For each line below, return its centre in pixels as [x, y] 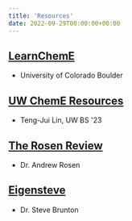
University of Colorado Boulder [71, 75]
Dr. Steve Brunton [49, 210]
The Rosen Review [56, 146]
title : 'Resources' [41, 16]
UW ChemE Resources [66, 100]
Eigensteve [37, 190]
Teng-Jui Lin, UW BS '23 [61, 120]
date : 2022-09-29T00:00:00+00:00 [64, 23]
